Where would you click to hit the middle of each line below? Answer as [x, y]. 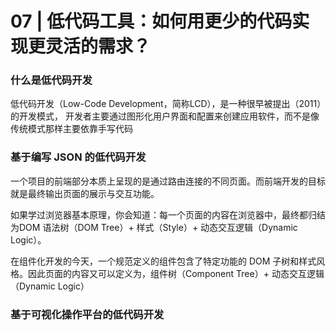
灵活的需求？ [98, 46]
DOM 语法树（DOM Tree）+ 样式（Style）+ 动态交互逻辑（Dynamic [158, 227]
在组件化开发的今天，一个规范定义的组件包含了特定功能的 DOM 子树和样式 [163, 261]
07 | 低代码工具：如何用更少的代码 [151, 21]
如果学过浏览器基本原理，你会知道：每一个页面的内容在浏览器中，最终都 [159, 214]
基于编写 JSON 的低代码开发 [78, 157]
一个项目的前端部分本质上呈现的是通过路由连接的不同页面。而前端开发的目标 [168, 181]
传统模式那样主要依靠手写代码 [71, 129]
